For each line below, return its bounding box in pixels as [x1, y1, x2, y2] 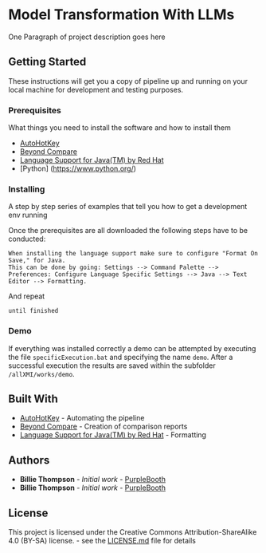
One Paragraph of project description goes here [8, 32, 166, 41]
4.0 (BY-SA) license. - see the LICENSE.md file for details [8, 536, 197, 546]
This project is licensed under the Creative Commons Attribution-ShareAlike [8, 527, 257, 537]
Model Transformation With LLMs [8, 6, 235, 24]
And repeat [8, 291, 45, 301]
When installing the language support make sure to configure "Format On [8, 250, 259, 258]
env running [8, 210, 48, 220]
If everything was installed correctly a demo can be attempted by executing [8, 343, 256, 353]
